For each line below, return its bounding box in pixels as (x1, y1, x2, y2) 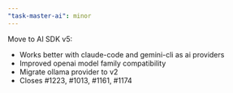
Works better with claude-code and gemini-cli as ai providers (19, 49, 225, 59)
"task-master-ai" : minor (7, 11, 92, 20)
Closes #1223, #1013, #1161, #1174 (19, 75, 133, 85)
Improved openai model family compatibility (19, 58, 166, 68)
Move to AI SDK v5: (7, 34, 73, 44)
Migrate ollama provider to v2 (19, 66, 119, 77)
